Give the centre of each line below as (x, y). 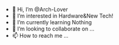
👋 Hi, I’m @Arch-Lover (40, 9)
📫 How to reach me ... (40, 36)
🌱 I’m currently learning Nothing (52, 22)
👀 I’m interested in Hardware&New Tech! (63, 16)
